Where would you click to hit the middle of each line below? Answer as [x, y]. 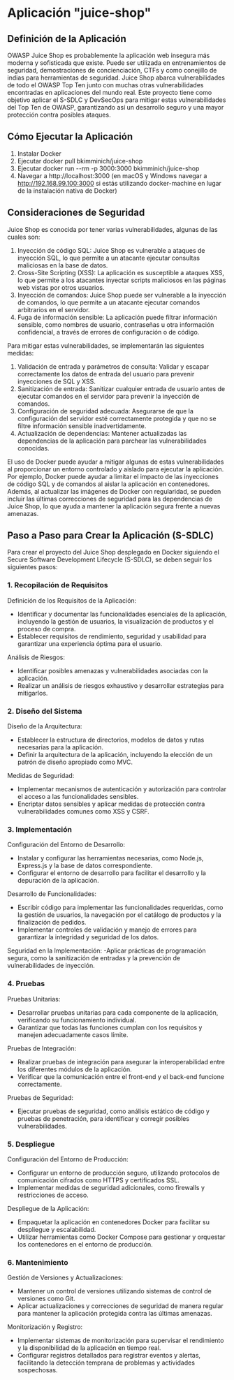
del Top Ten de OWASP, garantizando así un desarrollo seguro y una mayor [116, 107]
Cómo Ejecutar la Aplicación [70, 137]
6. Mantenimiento [38, 1262]
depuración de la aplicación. [58, 881]
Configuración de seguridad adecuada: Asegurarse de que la [105, 411]
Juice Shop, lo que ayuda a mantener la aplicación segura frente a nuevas [114, 506]
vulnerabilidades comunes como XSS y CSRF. [83, 812]
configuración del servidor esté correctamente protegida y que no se [117, 418]
